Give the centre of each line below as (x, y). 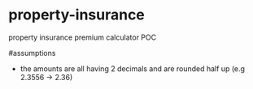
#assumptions (32, 53)
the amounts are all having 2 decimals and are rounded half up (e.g (133, 68)
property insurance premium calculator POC (83, 37)
